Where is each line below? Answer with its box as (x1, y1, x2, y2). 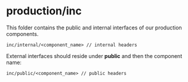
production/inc (6, 4, 82, 18)
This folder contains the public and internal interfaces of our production (6, 24, 182, 31)
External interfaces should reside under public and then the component (6, 52, 183, 59)
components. (6, 30, 39, 37)
